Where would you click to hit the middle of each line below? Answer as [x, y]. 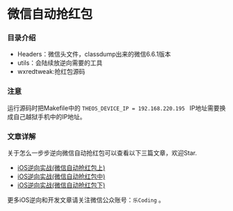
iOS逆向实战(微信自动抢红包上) [61, 168]
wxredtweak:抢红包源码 [51, 72]
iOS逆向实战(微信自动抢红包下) [61, 185]
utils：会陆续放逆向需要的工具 [60, 63]
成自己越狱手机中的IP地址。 [47, 116]
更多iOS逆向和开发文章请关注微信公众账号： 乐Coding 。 [86, 200]
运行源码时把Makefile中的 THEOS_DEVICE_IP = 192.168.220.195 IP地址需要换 [116, 108]
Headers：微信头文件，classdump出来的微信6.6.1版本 [94, 54]
